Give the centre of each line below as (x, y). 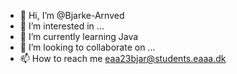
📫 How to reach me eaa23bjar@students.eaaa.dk (123, 58)
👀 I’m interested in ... (62, 26)
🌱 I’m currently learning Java (79, 36)
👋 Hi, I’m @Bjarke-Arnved (72, 15)
